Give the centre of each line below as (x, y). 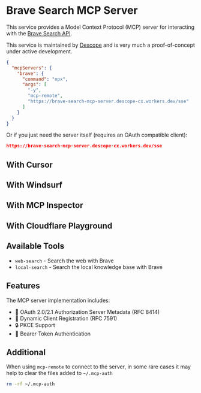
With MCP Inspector (45, 205)
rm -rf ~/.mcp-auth (31, 384)
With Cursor (29, 164)
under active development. (39, 51)
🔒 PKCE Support (35, 325)
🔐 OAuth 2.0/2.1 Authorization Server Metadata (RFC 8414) (87, 312)
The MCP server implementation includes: (58, 300)
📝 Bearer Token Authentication (53, 334)
